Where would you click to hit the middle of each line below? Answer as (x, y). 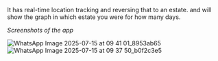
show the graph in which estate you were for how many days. (94, 17)
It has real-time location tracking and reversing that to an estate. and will (109, 10)
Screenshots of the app (40, 30)
